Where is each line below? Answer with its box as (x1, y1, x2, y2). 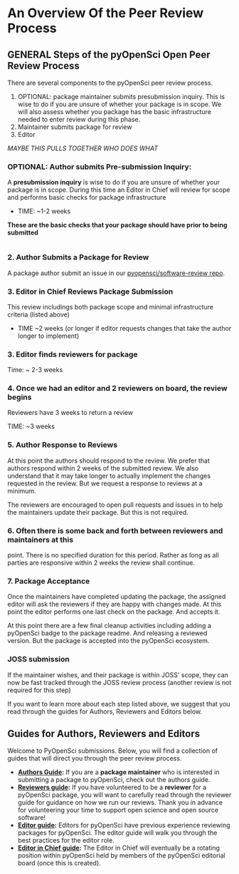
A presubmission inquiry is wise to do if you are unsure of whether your (7, 178, 221, 187)
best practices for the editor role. (17, 836, 115, 845)
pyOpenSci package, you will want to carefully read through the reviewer (17, 791, 232, 799)
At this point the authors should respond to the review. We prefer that (7, 456, 210, 465)
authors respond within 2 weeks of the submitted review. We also (7, 463, 199, 472)
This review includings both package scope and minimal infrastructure (7, 302, 213, 311)
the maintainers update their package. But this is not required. (7, 508, 188, 516)
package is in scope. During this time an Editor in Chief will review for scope (7, 185, 230, 194)
